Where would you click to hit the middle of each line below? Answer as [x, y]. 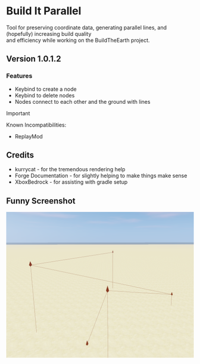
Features [19, 76]
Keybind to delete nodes [45, 95]
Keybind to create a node [46, 89]
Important [18, 113]
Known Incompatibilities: [36, 125]
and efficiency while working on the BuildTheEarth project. [78, 40]
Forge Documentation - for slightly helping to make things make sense [101, 176]
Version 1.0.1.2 [34, 59]
